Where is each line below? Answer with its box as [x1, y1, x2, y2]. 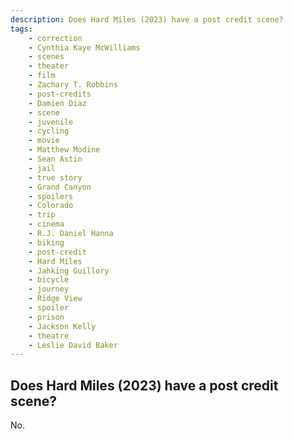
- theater [28, 61, 70, 71]
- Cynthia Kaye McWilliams [28, 42, 141, 53]
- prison [28, 312, 65, 322]
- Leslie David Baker [28, 340, 118, 350]
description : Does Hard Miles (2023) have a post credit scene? [10, 14, 284, 25]
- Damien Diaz [28, 98, 87, 108]
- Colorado [28, 201, 74, 211]
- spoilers [28, 191, 74, 201]
